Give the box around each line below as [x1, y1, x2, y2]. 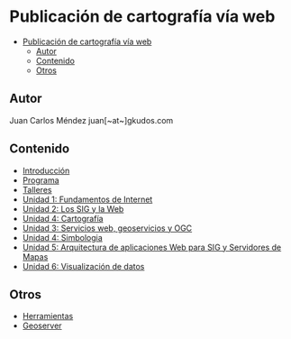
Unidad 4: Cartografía [22, 213, 104, 224]
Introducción [22, 165, 70, 176]
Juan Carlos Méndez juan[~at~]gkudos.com [9, 115, 174, 125]
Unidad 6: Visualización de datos [22, 261, 145, 271]
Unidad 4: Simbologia [22, 232, 104, 243]
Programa [22, 174, 60, 186]
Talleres [22, 184, 52, 195]
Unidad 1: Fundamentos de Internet [22, 194, 153, 205]
